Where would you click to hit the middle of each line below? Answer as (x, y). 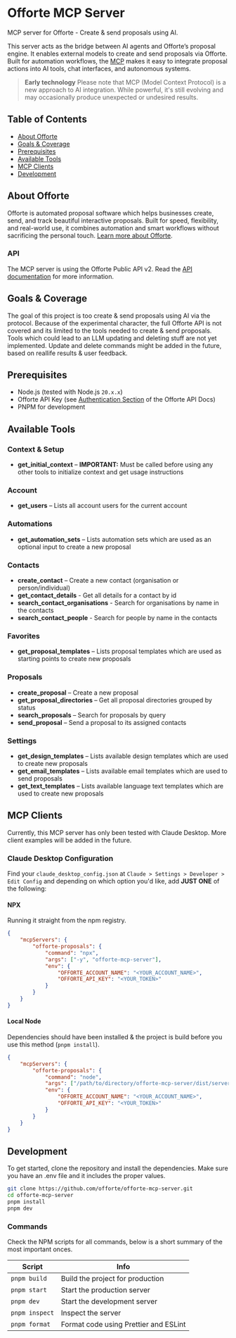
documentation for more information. (61, 276)
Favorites (24, 636)
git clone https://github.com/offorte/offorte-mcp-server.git (100, 1189)
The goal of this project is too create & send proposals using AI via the (109, 316)
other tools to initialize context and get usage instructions (100, 472)
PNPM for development (51, 407)
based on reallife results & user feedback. (67, 353)
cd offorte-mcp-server (40, 1196)
